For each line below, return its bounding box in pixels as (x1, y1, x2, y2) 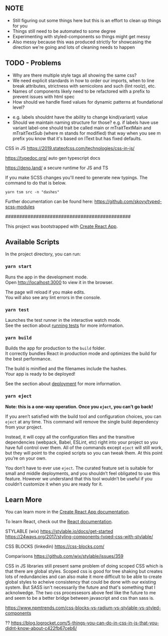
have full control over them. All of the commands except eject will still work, (5, 444, 163, 450)
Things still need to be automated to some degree (12, 28, 116, 34)
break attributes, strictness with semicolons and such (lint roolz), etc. (12, 83, 156, 89)
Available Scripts (5, 238, 59, 246)
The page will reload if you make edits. (5, 289, 86, 295)
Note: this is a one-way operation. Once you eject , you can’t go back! (5, 403, 153, 409)
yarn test (5, 307, 29, 313)
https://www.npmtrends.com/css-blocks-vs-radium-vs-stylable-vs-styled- (5, 605, 161, 611)
